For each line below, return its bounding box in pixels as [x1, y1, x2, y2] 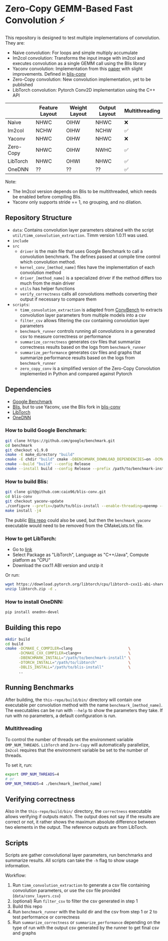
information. [5, 863, 30, 869]
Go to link [12, 546, 32, 552]
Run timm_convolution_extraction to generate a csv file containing [12, 882, 150, 888]
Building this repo [5, 623, 61, 632]
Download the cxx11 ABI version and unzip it [12, 562, 103, 568]
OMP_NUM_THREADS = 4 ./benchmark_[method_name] [5, 781, 101, 786]
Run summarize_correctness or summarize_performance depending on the [12, 919, 160, 925]
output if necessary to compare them [19, 296, 96, 302]
